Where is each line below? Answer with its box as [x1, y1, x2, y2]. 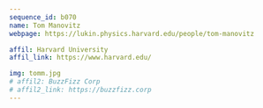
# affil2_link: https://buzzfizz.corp [9, 85, 152, 94]
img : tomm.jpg [9, 69, 62, 78]
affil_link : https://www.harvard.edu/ [9, 54, 152, 62]
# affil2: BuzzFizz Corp [9, 77, 101, 86]
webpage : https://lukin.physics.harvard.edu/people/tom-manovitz [9, 29, 254, 38]
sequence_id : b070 [9, 12, 77, 22]
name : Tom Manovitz [9, 21, 81, 30]
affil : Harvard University [9, 45, 109, 54]
